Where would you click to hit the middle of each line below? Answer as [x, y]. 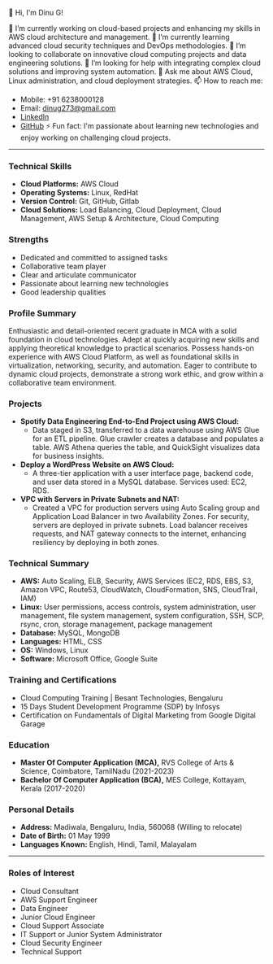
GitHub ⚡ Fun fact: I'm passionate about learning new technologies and [139, 126]
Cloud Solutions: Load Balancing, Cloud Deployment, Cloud [121, 210]
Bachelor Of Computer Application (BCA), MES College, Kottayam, [133, 780]
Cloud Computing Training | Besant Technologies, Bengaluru [121, 698]
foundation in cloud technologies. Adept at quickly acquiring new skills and [134, 339]
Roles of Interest [41, 873]
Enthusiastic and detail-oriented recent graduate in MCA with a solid [123, 330]
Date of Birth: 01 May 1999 [65, 836]
